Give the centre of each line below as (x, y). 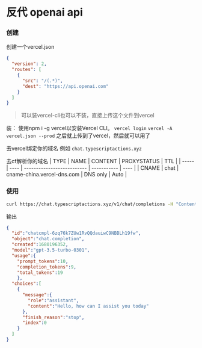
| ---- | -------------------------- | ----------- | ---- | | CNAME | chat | (93, 168)
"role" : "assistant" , (54, 300)
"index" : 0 (34, 323)
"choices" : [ (27, 284)
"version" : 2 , (29, 64)
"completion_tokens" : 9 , (47, 267)
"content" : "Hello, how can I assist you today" (88, 306)
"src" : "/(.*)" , (42, 81)
